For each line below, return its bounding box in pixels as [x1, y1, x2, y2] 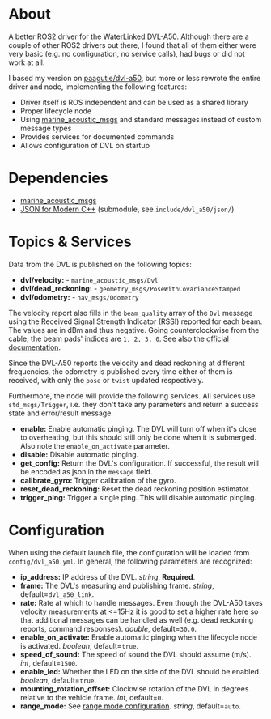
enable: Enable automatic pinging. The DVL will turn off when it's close [19, 423, 257, 433]
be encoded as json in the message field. [19, 466, 153, 476]
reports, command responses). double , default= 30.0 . [19, 623, 197, 633]
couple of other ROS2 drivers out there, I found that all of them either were [8, 40, 256, 49]
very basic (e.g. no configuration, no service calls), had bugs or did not [8, 49, 245, 58]
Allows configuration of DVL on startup [19, 140, 150, 150]
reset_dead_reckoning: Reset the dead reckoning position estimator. [19, 483, 251, 494]
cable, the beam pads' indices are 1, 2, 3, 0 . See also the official [8, 334, 229, 343]
